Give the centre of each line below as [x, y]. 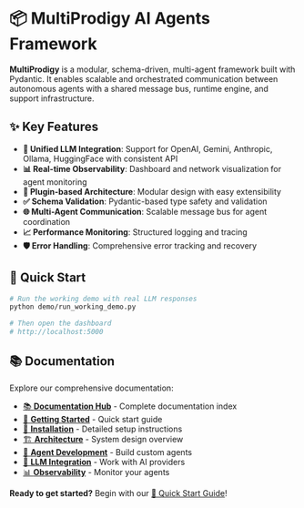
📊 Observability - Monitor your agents [96, 472]
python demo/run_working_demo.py [73, 307]
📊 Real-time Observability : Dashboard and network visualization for [152, 168]
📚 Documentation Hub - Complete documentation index [130, 406]
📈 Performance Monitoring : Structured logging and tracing [135, 232]
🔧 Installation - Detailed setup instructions [102, 429]
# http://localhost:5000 [56, 332]
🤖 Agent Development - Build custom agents [107, 452]
